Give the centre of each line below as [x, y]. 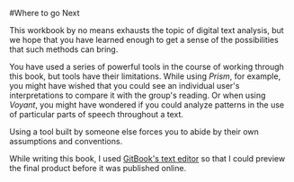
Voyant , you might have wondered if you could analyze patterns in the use [147, 105]
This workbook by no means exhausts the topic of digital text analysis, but [147, 30]
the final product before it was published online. [98, 168]
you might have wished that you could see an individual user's [125, 86]
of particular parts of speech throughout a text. [97, 114]
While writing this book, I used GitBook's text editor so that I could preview [147, 159]
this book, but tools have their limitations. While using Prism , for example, [145, 76]
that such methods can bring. [64, 49]
